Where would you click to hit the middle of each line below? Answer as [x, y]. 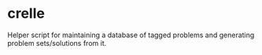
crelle [26, 14]
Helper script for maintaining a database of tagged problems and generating [131, 35]
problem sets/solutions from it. [57, 43]
